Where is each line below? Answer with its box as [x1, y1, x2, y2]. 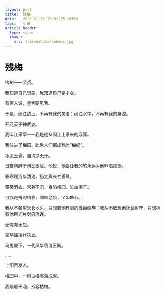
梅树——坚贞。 [5, 79, 35, 85]
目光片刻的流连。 [13, 211, 48, 217]
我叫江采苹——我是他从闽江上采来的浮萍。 [5, 131, 92, 137]
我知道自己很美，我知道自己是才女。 [5, 90, 79, 96]
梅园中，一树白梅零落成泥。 [5, 273, 62, 279]
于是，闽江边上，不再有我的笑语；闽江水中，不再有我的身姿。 [5, 110, 131, 116]
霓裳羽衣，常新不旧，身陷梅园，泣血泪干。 [5, 184, 92, 190]
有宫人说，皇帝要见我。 [5, 100, 53, 106]
